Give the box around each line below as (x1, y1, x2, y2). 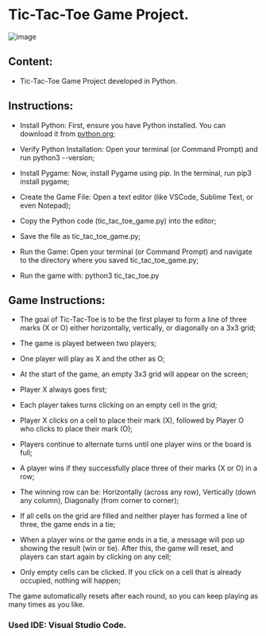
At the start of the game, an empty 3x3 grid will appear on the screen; (19, 369, 249, 379)
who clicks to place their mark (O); (19, 424, 133, 434)
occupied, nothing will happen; (19, 576, 121, 586)
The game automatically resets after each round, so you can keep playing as (8, 591, 259, 601)
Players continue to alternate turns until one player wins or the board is (19, 439, 252, 449)
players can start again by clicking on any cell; (19, 552, 172, 562)
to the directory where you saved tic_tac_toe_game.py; (19, 255, 199, 264)
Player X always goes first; (19, 384, 107, 395)
